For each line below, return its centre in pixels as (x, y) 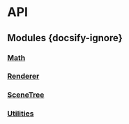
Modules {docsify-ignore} (65, 38)
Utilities (21, 114)
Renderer (23, 76)
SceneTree (26, 95)
